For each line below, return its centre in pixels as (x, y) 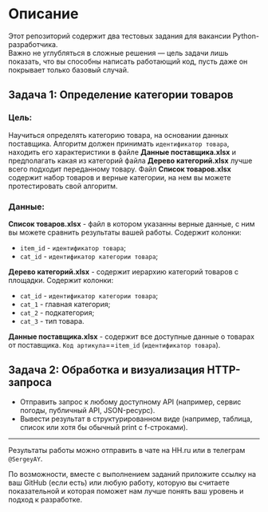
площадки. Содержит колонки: (61, 280)
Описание (43, 14)
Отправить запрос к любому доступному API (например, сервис (130, 402)
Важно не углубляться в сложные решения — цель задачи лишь (118, 53)
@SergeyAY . (26, 459)
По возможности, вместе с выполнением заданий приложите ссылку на (132, 474)
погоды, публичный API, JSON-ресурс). (87, 410)
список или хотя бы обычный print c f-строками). (104, 427)
